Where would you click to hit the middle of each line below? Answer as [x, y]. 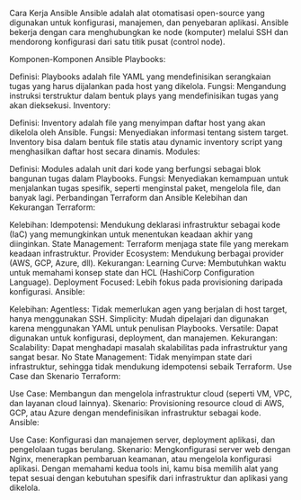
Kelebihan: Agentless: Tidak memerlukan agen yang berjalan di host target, [148, 309]
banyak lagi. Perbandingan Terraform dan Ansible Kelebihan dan [128, 198]
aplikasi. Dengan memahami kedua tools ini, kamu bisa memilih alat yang [144, 468]
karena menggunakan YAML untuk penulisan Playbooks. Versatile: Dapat [144, 328]
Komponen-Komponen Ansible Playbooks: [88, 59]
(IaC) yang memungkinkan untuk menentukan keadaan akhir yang [131, 234]
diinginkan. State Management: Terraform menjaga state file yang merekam [149, 244]
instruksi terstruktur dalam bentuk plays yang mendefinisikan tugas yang [144, 95]
